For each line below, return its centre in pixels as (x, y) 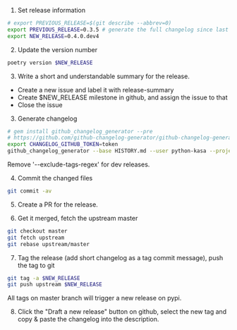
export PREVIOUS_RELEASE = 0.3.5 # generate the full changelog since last (118, 30)
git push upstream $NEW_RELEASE (55, 285)
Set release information (51, 10)
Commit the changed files (55, 178)
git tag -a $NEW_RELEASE (44, 278)
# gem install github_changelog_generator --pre (80, 131)
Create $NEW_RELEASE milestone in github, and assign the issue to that (122, 97)
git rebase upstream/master (49, 244)
